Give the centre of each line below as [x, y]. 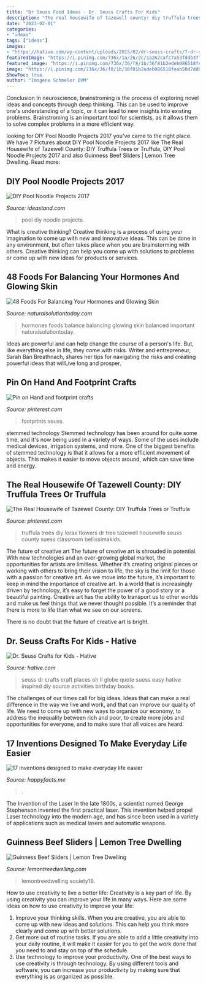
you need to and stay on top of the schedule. [72, 950]
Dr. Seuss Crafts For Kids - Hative [71, 641]
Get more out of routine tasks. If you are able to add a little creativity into [107, 937]
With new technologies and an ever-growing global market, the [86, 558]
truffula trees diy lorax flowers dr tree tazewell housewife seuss [101, 533]
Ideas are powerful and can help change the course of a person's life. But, [100, 344]
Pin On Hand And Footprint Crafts [71, 383]
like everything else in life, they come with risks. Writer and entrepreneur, [99, 350]
